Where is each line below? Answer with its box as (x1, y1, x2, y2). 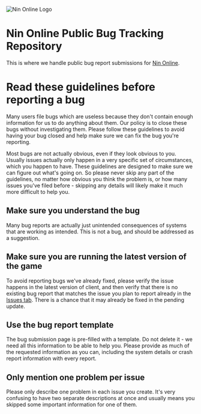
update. (6, 302, 25, 310)
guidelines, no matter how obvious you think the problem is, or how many (6, 175, 188, 182)
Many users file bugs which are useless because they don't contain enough (6, 113, 193, 120)
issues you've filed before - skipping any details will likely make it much (6, 182, 183, 189)
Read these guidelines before (6, 80, 156, 94)
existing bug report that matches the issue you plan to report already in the (6, 290, 191, 297)
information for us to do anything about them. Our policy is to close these (6, 119, 187, 126)
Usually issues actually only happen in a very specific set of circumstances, (6, 156, 194, 163)
